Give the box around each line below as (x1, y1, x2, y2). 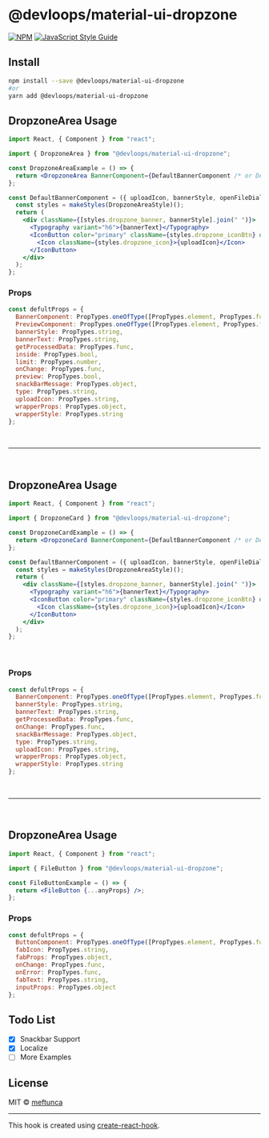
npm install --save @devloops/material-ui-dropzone (8, 76, 184, 85)
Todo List (8, 1013, 56, 1026)
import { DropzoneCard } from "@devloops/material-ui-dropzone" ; (8, 514, 231, 523)
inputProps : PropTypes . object (15, 983, 116, 991)
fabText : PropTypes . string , (15, 976, 110, 984)
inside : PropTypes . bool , (15, 350, 98, 358)
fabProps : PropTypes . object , (15, 953, 113, 961)
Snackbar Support (19, 1034, 81, 1044)
